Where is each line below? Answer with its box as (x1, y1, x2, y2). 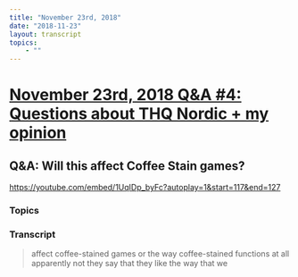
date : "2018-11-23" (9, 21, 82, 30)
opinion (9, 122, 67, 143)
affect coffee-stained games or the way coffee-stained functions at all (30, 248, 290, 259)
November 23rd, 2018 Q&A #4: (9, 85, 243, 105)
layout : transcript (9, 29, 82, 38)
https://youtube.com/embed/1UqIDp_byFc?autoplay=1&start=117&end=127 (9, 182, 281, 193)
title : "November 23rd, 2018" (9, 13, 122, 22)
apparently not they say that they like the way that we (30, 258, 228, 269)
